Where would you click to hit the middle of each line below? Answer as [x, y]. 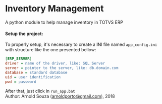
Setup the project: [24, 34]
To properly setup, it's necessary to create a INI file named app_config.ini [81, 44]
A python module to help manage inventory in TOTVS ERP [64, 22]
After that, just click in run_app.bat [40, 91]
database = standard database [36, 72]
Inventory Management [54, 9]
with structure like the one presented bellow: [51, 50]
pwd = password [21, 82]
